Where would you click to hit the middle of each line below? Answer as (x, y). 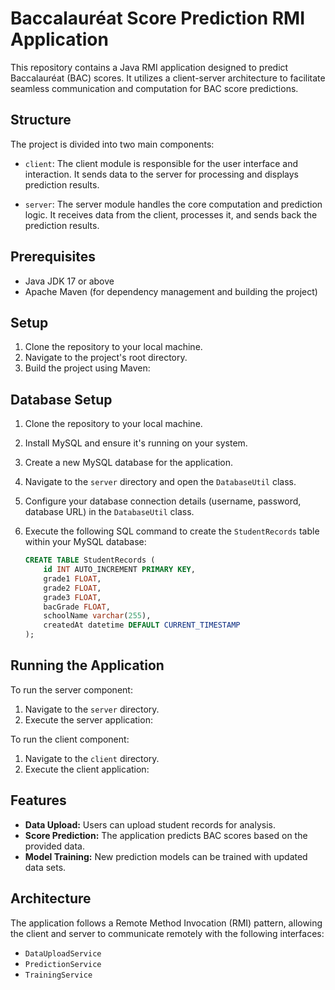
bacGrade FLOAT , (77, 607)
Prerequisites (53, 257)
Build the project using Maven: (87, 368)
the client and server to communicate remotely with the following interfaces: (167, 933)
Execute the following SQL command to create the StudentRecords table (172, 531)
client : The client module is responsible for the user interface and (161, 163)
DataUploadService (63, 953)
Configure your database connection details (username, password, (163, 501)
